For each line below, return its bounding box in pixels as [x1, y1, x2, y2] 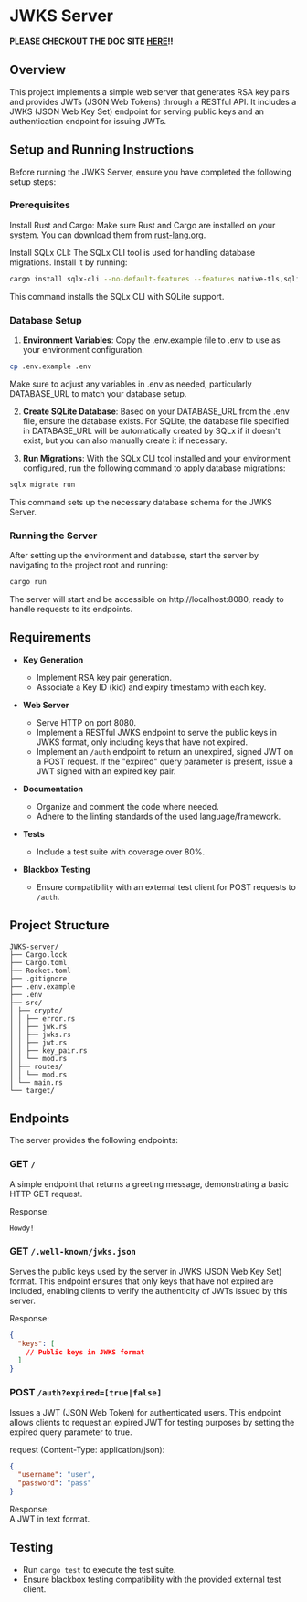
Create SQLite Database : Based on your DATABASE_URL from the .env [22, 406, 290, 417]
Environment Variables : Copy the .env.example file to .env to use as [22, 334, 281, 345]
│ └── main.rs [9, 1077, 64, 1087]
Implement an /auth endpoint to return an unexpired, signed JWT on [36, 746, 294, 757]
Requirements [9, 630, 91, 645]
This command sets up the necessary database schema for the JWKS [9, 496, 272, 507]
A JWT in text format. [9, 1513, 90, 1524]
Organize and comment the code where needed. [36, 801, 219, 812]
